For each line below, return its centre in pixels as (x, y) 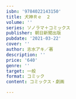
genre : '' (18, 66)
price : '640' (22, 60)
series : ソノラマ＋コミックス (38, 28)
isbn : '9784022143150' (34, 11)
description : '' (26, 55)
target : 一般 (21, 71)
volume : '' (19, 22)
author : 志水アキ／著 (30, 49)
